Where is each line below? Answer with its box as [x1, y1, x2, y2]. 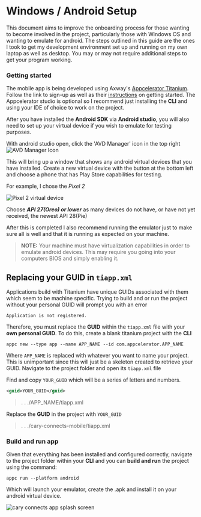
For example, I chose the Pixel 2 [6, 182, 85, 190]
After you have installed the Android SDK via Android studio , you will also [6, 116, 190, 123]
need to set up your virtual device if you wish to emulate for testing [6, 122, 172, 129]
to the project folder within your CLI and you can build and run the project [6, 457, 189, 465]
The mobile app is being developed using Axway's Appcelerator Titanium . [6, 85, 189, 92]
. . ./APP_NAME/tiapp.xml [20, 398, 84, 406]
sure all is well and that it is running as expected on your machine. [6, 231, 169, 238]
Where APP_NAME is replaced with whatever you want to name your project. [6, 352, 189, 359]
